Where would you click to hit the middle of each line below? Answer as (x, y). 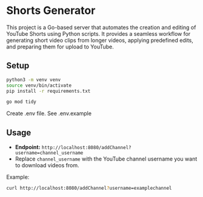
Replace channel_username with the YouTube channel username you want (106, 159)
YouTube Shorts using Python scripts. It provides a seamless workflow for (98, 33)
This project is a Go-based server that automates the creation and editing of (101, 27)
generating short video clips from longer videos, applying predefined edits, (100, 40)
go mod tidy (21, 102)
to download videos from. (47, 165)
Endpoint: (28, 147)
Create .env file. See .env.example (49, 113)
